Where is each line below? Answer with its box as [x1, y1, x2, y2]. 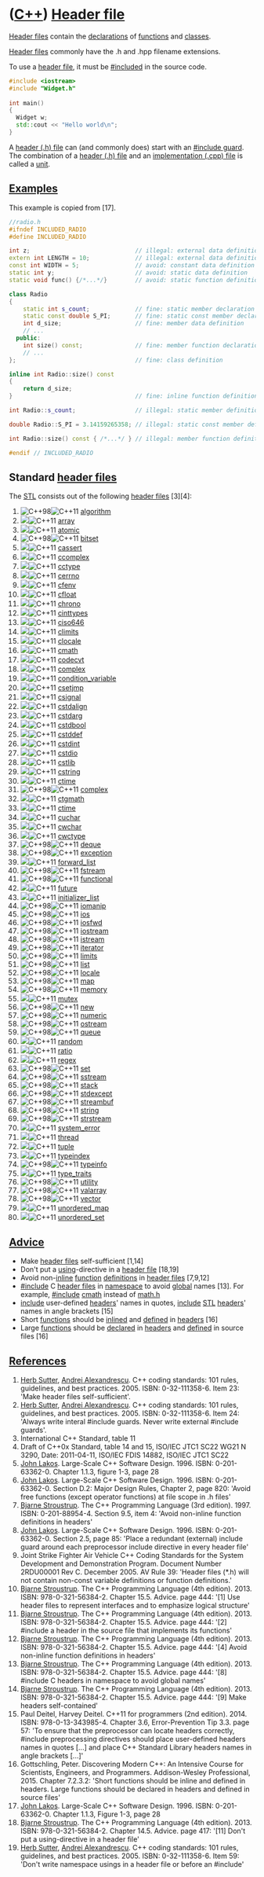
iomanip [80, 902, 107, 911]
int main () [9, 99, 45, 107]
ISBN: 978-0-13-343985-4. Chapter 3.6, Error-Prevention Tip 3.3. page [20, 1717, 250, 1727]
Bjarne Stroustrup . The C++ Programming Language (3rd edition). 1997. [20, 1500, 251, 1510]
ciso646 [57, 618, 85, 627]
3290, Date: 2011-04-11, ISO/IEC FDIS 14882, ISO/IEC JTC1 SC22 [20, 1450, 230, 1460]
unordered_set [57, 1213, 105, 1222]
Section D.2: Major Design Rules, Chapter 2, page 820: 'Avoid [52, 1483, 251, 1493]
